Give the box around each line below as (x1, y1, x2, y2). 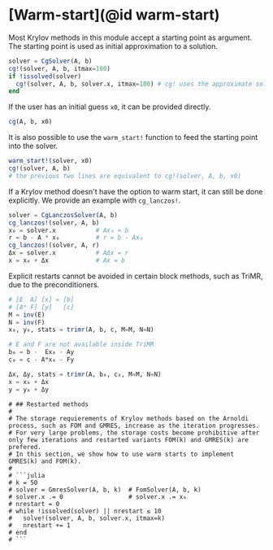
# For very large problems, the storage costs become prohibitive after (8, 429, 260, 437)
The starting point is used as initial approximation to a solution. (8, 41, 218, 50)
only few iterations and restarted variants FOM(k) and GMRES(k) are (8, 435, 249, 444)
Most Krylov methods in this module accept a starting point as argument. (8, 33, 253, 42)
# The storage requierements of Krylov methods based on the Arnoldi (8, 414, 249, 422)
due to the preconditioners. (8, 279, 100, 290)
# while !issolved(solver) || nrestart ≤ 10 (8, 507, 162, 515)
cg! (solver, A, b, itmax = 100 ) (8, 64, 111, 72)
